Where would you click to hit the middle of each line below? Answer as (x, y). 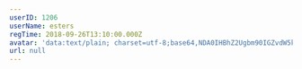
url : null (28, 51)
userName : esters (42, 26)
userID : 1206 (34, 17)
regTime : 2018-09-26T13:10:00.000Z (76, 34)
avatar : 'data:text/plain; (60, 43)
